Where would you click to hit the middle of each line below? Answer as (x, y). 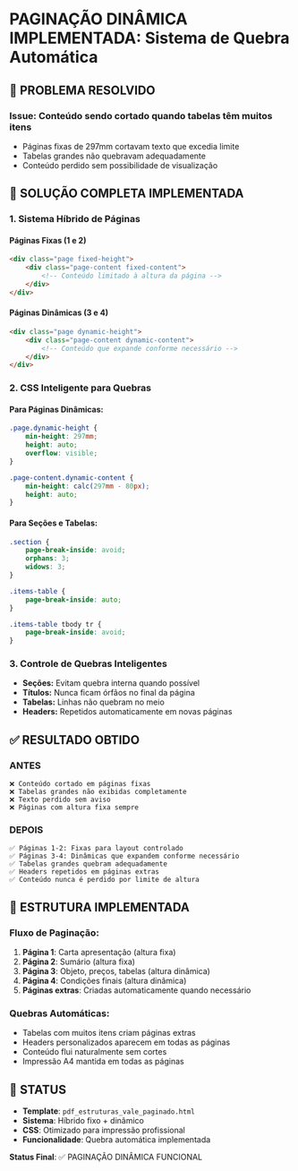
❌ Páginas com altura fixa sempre (74, 808)
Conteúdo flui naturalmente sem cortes (94, 1052)
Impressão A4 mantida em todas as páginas (103, 1062)
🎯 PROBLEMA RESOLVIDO (82, 90)
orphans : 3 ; (47, 559)
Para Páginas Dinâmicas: (56, 409)
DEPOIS (26, 830)
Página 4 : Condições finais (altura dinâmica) (104, 981)
